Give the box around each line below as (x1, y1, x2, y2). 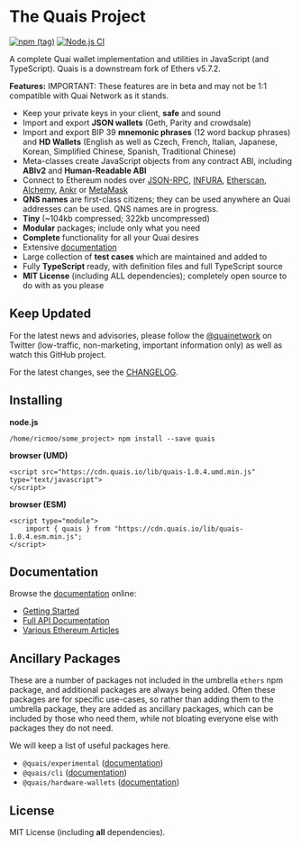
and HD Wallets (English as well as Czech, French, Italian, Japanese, (22, 136, 278, 147)
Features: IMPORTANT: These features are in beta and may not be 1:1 (9, 80, 268, 91)
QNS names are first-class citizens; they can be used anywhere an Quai (22, 194, 291, 205)
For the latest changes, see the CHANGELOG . (9, 367, 178, 378)
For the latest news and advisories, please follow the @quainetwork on (9, 330, 272, 341)
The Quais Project (9, 6, 146, 27)
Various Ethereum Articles (22, 624, 120, 636)
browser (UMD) (9, 450, 68, 460)
